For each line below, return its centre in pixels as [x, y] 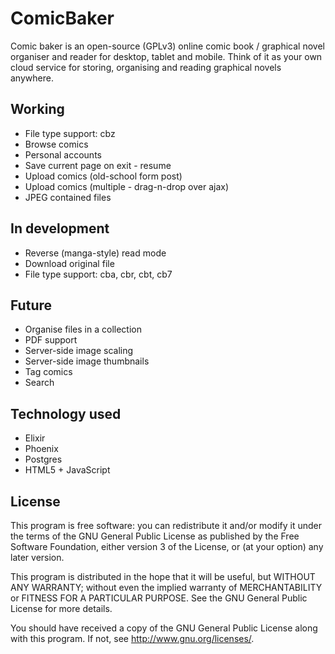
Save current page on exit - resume [98, 165]
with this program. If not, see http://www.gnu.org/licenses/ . [132, 638]
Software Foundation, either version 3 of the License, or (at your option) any [167, 546]
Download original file [69, 263]
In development [60, 228]
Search [39, 383]
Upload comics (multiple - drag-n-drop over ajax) [127, 186]
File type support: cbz [70, 133]
